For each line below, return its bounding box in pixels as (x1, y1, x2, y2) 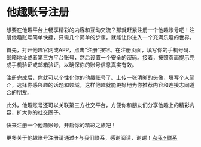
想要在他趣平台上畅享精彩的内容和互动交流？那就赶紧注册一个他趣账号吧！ (6, 26, 190, 33)
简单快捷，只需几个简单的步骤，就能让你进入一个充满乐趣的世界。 (32, 33, 195, 40)
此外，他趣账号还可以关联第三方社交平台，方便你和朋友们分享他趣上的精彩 (6, 101, 190, 108)
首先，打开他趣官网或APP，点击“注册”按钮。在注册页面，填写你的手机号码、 (6, 46, 194, 54)
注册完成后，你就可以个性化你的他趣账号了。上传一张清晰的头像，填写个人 (6, 74, 190, 81)
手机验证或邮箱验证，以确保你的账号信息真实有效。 (11, 61, 138, 68)
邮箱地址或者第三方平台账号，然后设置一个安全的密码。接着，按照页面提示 (6, 54, 190, 61)
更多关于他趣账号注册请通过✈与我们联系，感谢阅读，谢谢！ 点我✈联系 (6, 134, 178, 141)
